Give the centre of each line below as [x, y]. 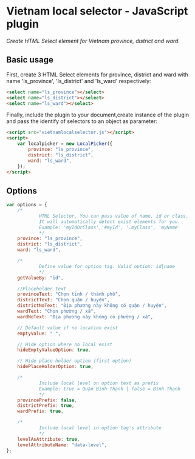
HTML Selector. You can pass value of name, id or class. [114, 216]
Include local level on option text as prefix [99, 383]
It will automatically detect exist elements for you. [110, 222]
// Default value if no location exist [68, 328]
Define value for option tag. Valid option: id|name [107, 266]
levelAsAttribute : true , [49, 439]
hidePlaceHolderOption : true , [56, 367]
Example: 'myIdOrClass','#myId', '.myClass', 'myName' [110, 227]
